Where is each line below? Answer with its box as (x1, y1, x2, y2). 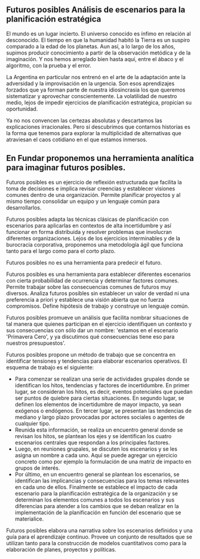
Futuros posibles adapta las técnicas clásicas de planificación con (6, 215, 169, 223)
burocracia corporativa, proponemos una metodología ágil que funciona (6, 241, 183, 248)
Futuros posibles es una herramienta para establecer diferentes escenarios (6, 271, 191, 278)
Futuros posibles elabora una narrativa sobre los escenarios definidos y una (6, 527, 193, 534)
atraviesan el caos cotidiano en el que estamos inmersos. (6, 136, 147, 143)
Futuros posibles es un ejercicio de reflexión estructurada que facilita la (6, 178, 182, 186)
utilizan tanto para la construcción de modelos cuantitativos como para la (6, 539, 187, 546)
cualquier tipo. (14, 420, 51, 427)
